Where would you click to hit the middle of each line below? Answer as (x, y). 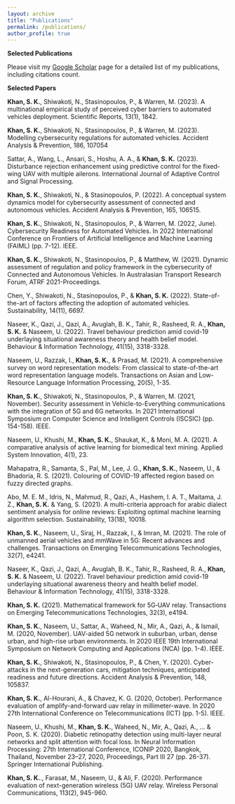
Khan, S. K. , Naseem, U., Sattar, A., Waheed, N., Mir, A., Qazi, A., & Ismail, (113, 626)
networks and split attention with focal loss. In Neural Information (101, 742)
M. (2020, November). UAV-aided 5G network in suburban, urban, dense (112, 634)
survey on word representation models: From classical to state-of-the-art (113, 368)
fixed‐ (211, 167)
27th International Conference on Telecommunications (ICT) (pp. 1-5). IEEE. (116, 713)
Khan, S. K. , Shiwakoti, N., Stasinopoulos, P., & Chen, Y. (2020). (100, 663)
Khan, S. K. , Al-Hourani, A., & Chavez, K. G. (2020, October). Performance (115, 698)
